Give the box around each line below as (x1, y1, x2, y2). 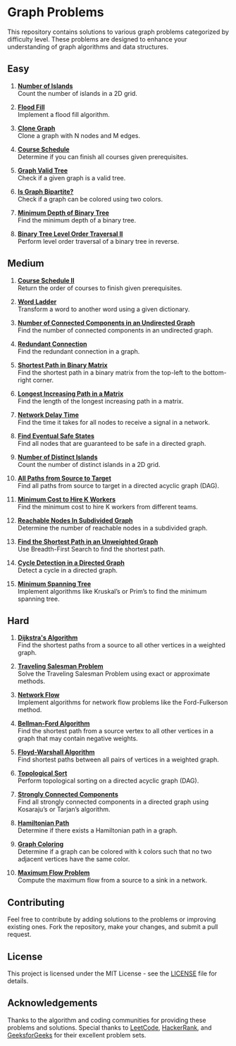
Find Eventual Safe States (17, 431, 95, 440)
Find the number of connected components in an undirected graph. (17, 325, 213, 335)
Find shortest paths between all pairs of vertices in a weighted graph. (17, 755, 220, 764)
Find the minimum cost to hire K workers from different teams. (17, 502, 199, 511)
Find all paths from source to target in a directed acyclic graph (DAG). (17, 481, 220, 490)
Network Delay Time (17, 410, 79, 419)
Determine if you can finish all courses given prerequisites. (17, 152, 189, 161)
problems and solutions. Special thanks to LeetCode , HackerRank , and (7, 1023, 212, 1032)
